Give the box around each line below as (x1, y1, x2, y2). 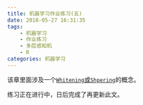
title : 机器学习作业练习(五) (7, 10, 82, 17)
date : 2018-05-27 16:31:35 (7, 17, 86, 24)
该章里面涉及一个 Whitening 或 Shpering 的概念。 (7, 75, 140, 83)
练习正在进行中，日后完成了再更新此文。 (7, 90, 123, 98)
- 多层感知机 (20, 42, 52, 49)
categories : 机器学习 (7, 56, 66, 63)
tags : (7, 23, 23, 30)
